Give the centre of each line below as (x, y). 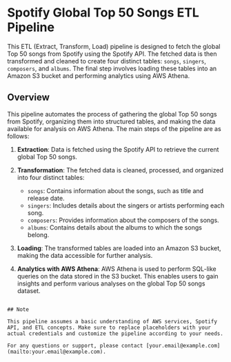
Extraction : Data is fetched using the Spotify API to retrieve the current (118, 149)
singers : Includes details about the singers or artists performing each (126, 205)
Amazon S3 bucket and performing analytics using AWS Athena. (99, 76)
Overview (29, 98)
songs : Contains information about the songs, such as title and (115, 190)
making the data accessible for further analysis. (85, 255)
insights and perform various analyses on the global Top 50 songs (111, 283)
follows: (18, 136)
